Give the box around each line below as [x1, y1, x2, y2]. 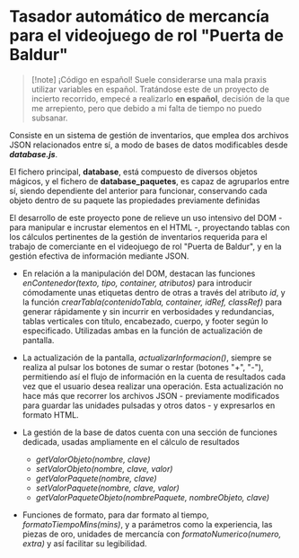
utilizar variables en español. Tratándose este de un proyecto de [31, 84, 269, 94]
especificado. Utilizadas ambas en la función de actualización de [22, 325, 263, 336]
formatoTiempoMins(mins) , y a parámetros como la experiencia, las [22, 518, 273, 529]
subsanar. [31, 112, 68, 123]
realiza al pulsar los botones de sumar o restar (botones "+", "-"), [22, 361, 264, 372]
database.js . [9, 148, 58, 159]
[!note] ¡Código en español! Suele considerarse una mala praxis [31, 74, 268, 84]
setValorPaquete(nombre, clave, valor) [35, 483, 180, 493]
